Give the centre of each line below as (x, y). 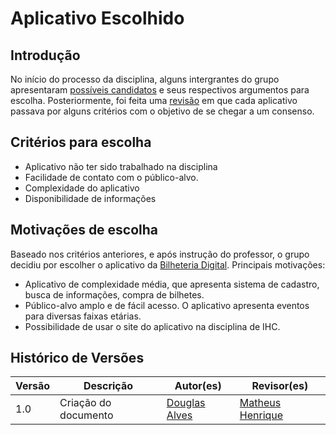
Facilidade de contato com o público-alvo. (111, 177)
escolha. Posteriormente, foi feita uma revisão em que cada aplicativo (154, 100)
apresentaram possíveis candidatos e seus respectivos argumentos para (160, 90)
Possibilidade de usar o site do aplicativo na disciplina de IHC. (152, 326)
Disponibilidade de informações (90, 198)
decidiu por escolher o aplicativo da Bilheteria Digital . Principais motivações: (168, 264)
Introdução (45, 55)
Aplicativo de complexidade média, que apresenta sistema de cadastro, (172, 284)
